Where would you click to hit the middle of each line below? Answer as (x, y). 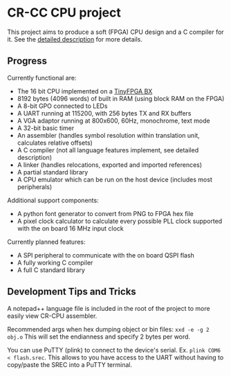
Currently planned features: (46, 242)
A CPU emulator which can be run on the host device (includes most (114, 179)
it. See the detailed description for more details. (75, 39)
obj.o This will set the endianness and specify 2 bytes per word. (99, 337)
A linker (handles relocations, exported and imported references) (110, 165)
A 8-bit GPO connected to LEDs (62, 106)
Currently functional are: (42, 78)
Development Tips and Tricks (72, 292)
